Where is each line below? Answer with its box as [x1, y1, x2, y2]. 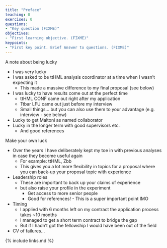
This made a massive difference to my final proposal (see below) [20, 84, 154, 91]
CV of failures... [12, 228, 45, 234]
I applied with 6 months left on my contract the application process [20, 206, 159, 212]
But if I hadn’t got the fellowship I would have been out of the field [20, 222, 157, 228]
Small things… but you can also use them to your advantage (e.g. [20, 106, 155, 112]
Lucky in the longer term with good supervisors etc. [12, 122, 120, 128]
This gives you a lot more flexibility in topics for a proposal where [20, 163, 155, 169]
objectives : [5, 31, 30, 36]
